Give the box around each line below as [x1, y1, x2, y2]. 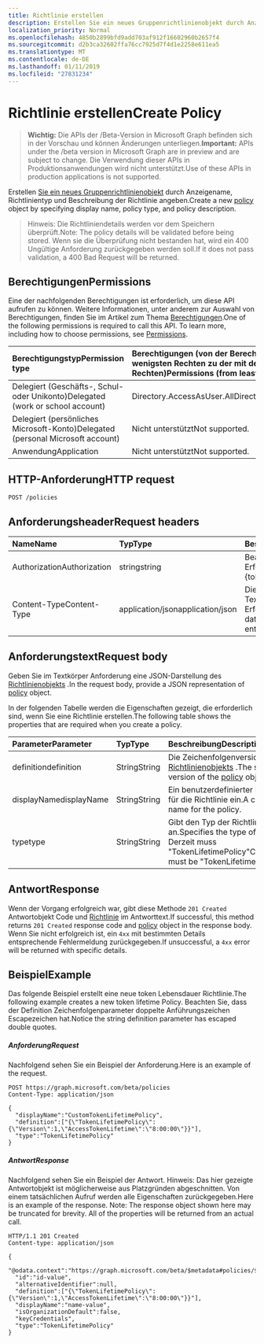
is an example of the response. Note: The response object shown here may [8, 1201, 251, 1210]
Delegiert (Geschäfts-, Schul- [12, 381, 124, 392]
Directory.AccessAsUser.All [131, 391, 234, 402]
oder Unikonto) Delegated [12, 391, 106, 402]
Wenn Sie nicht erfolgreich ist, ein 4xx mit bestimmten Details [8, 929, 206, 938]
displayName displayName [12, 794, 108, 805]
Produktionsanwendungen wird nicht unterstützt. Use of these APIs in [27, 163, 251, 173]
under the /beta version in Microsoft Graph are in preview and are [27, 146, 240, 156]
